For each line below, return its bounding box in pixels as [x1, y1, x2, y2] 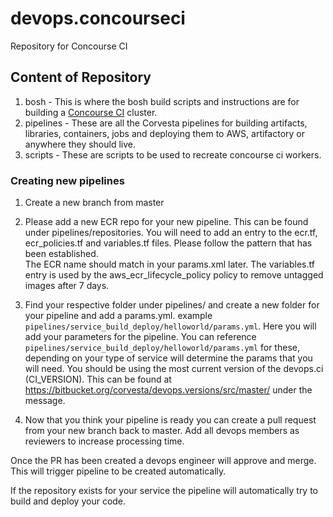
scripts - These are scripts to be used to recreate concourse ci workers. [24, 148, 322, 161]
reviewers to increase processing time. [24, 435, 185, 447]
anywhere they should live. [24, 138, 136, 150]
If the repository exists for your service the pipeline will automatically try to [10, 485, 319, 497]
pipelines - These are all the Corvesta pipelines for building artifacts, [24, 117, 308, 129]
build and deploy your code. [10, 495, 127, 507]
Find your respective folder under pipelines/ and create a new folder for [24, 299, 320, 311]
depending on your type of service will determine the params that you [24, 352, 313, 364]
